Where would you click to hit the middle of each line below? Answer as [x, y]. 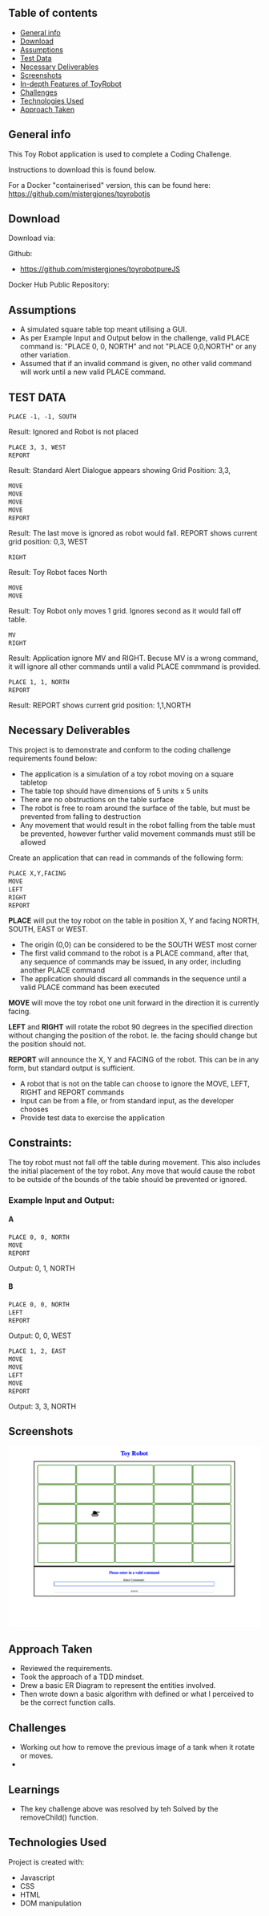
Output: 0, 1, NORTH [42, 1268]
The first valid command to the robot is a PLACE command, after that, [134, 953]
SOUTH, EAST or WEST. [48, 929]
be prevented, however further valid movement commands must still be [138, 834]
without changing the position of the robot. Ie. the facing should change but [133, 1035]
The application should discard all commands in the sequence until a [133, 978]
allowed [33, 842]
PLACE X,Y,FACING [37, 873]
